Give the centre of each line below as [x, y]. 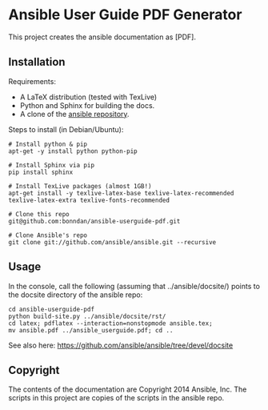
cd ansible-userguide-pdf [51, 309]
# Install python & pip [48, 144]
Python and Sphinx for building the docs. [87, 105]
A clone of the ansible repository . [74, 114]
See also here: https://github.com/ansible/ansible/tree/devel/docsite [121, 345]
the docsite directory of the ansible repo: [76, 295]
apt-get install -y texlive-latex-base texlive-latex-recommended [121, 193]
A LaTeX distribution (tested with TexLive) [88, 97]
